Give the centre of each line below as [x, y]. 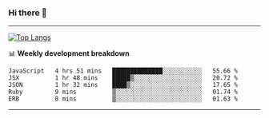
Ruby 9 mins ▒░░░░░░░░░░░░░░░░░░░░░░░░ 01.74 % [123, 92]
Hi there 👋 [28, 13]
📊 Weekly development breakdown [69, 53]
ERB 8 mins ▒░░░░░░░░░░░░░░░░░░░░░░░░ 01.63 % [123, 99]
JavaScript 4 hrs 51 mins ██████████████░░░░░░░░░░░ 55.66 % [123, 71]
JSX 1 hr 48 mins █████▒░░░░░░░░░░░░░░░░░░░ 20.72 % [123, 78]
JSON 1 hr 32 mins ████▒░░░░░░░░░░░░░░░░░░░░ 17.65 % [123, 85]
